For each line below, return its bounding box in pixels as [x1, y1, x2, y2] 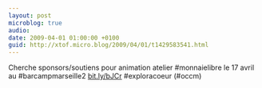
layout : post [8, 11, 52, 20]
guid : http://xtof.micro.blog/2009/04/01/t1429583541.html [8, 41, 209, 49]
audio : [8, 26, 30, 34]
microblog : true [8, 19, 62, 27]
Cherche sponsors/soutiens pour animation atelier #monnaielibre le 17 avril [8, 63, 255, 72]
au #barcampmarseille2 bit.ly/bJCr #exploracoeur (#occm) [8, 71, 202, 81]
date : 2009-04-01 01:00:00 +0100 [8, 33, 120, 42]
